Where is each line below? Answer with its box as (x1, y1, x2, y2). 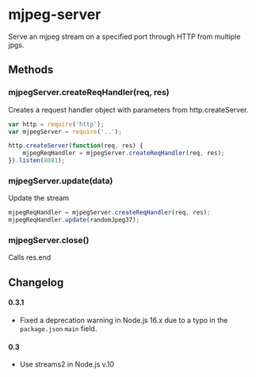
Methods (8, 63, 54, 77)
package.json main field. (19, 323, 97, 333)
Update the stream (8, 193, 70, 203)
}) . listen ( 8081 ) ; (8, 157, 66, 165)
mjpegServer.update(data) (8, 175, 113, 186)
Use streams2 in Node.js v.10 (19, 360, 115, 369)
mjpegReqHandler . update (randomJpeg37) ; (8, 216, 140, 224)
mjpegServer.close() (8, 234, 90, 246)
